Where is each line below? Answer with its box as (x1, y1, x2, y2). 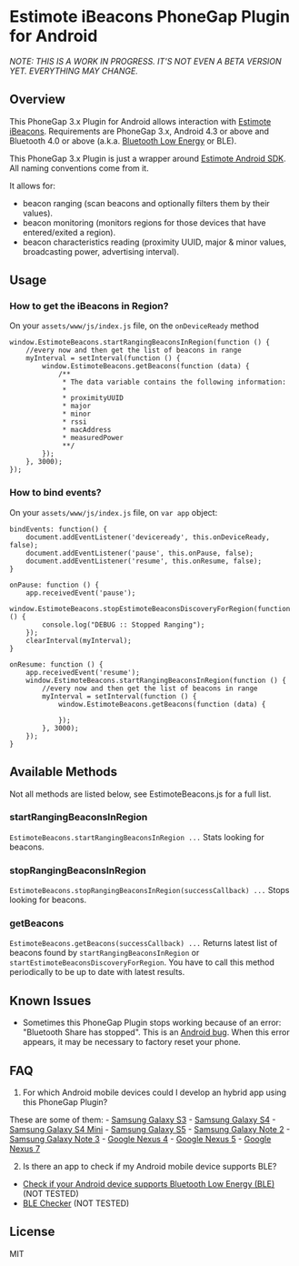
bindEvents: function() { (9, 525, 107, 534)
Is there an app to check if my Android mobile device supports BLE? (22, 1161, 277, 1172)
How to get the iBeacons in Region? (9, 300, 169, 313)
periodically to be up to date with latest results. (9, 967, 185, 978)
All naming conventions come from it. (9, 162, 149, 174)
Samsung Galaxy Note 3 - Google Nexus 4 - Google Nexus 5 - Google (9, 1134, 272, 1145)
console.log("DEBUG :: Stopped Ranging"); (42, 620, 205, 629)
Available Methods (9, 764, 118, 779)
